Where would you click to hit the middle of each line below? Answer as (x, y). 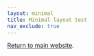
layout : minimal (30, 13)
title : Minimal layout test (47, 20)
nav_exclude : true (33, 26)
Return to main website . (40, 46)
